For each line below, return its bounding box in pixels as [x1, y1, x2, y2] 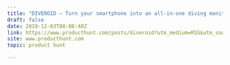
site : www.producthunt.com [7, 36, 84, 42]
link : [7, 29, 23, 36]
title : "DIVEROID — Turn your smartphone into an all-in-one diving [7, 10, 207, 17]
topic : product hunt [7, 42, 66, 49]
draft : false [7, 16, 44, 23]
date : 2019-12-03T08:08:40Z [7, 23, 88, 29]
